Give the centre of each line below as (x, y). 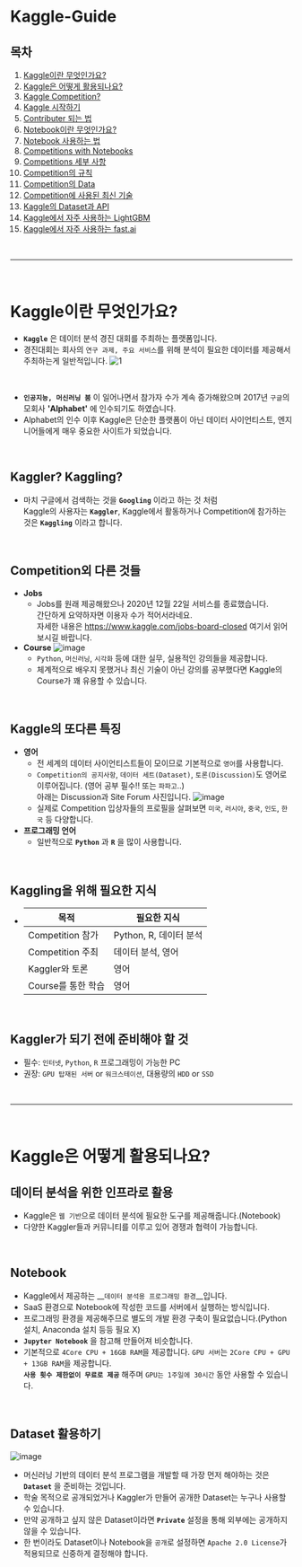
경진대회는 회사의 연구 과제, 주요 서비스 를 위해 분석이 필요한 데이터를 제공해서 (157, 349)
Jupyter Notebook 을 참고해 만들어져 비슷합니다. (108, 1341)
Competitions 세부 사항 (65, 162)
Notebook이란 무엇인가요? (70, 129)
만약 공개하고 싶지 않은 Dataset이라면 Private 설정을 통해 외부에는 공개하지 (155, 1519)
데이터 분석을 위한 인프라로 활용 (92, 1192)
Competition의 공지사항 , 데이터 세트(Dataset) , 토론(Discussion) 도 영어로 (162, 775)
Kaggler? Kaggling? (67, 477)
